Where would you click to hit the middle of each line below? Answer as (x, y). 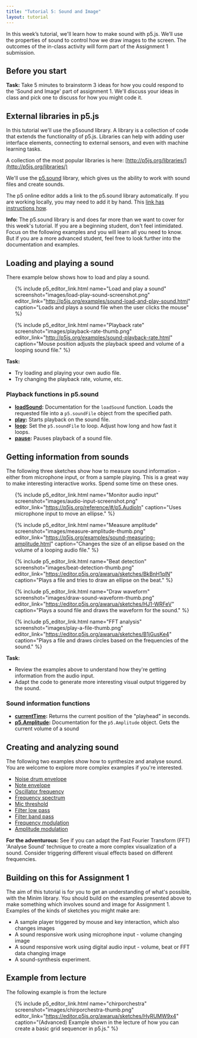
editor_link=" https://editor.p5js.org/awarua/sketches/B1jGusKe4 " (93, 634)
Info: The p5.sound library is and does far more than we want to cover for (95, 220)
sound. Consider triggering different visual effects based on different (89, 853)
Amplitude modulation (41, 829)
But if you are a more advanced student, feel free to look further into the (94, 238)
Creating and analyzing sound (62, 747)
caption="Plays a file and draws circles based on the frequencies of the (101, 640)
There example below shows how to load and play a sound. (78, 277)
